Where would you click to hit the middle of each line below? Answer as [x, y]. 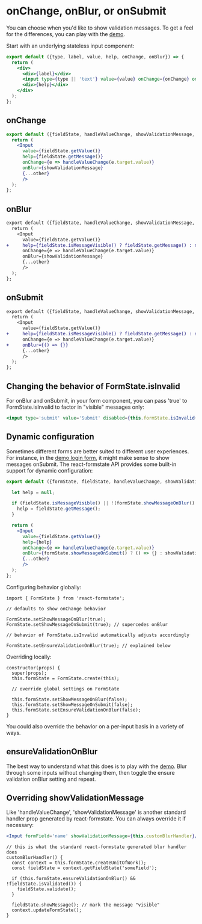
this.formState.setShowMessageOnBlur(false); [70, 699]
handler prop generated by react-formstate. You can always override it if [96, 819]
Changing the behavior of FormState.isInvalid [93, 386]
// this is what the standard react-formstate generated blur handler [96, 847]
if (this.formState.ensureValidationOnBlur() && [74, 879]
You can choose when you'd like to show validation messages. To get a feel [100, 28]
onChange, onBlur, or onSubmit [86, 11]
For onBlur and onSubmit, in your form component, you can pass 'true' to [97, 400]
